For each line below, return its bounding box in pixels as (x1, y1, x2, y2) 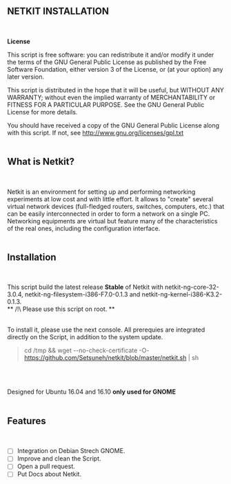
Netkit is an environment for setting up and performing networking (7, 188, 196, 196)
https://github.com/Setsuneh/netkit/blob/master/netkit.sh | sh (23, 354, 199, 362)
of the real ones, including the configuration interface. (7, 224, 161, 232)
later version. (7, 72, 45, 81)
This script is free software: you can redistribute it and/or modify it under (7, 50, 214, 59)
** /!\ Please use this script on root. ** (7, 305, 115, 313)
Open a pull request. (17, 462, 76, 471)
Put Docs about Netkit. (17, 470, 81, 478)
